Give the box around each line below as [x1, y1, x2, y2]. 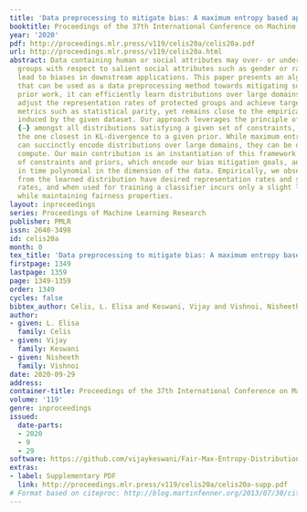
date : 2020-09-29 [9, 370, 76, 379]
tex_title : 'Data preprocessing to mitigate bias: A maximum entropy [9, 251, 281, 260]
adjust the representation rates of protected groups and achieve [17, 98, 276, 108]
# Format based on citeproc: [9, 488, 121, 497]
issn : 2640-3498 [9, 225, 71, 235]
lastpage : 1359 [9, 268, 68, 277]
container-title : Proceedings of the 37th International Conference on [9, 387, 288, 396]
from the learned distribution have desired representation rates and [17, 174, 292, 183]
